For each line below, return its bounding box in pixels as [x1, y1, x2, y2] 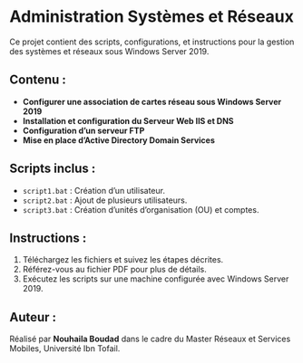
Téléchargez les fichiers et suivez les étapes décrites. [22, 254, 224, 265]
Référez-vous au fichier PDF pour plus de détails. [22, 264, 207, 275]
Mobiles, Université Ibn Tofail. [9, 343, 121, 354]
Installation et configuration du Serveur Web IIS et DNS [22, 115, 234, 126]
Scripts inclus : [9, 161, 96, 177]
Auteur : [9, 310, 57, 325]
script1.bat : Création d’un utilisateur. [22, 185, 166, 196]
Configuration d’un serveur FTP [22, 125, 145, 136]
